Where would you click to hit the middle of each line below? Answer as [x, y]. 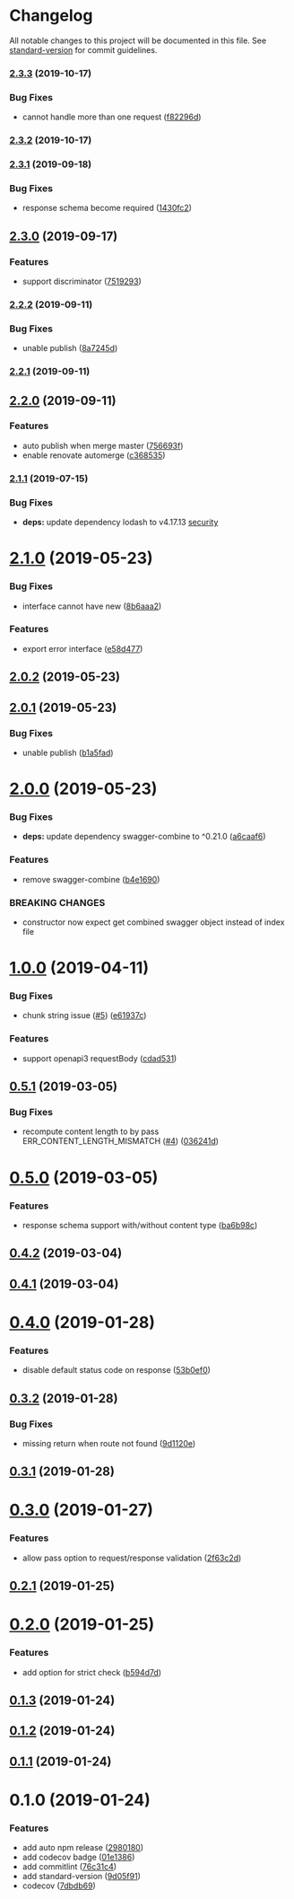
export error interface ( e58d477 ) [82, 648]
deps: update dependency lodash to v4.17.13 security [120, 523]
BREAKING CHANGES [57, 902]
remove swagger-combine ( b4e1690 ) [91, 879]
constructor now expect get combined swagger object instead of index [153, 922]
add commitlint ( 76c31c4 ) [69, 1867]
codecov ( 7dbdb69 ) [59, 1886]
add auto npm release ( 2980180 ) [83, 1848]
